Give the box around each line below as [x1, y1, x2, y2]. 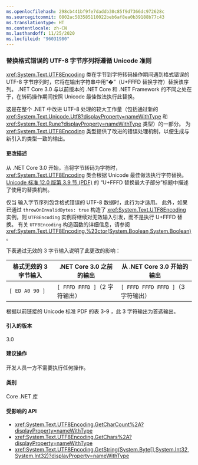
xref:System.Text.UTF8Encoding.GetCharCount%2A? [14, 421, 144, 428]
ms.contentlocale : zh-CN [6, 25, 67, 31]
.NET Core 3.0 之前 [59, 262, 113, 271]
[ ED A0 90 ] [9, 287, 46, 294]
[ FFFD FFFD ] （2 [57, 282, 106, 291]
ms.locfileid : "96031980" [6, 36, 70, 42]
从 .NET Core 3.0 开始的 [121, 262, 189, 271]
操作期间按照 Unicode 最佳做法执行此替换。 [31, 93, 138, 100]
